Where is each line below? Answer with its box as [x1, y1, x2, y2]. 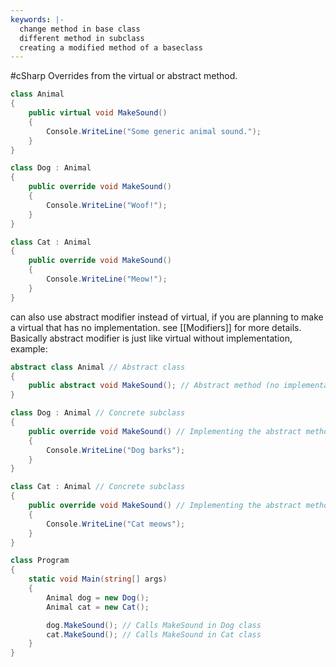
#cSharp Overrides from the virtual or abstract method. [10, 70, 238, 82]
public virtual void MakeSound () [28, 108, 168, 118]
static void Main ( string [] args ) [28, 574, 168, 585]
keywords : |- [10, 14, 65, 25]
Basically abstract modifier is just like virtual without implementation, [10, 332, 293, 344]
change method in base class [19, 24, 141, 34]
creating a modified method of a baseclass [19, 42, 203, 53]
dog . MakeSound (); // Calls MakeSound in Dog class [46, 620, 262, 630]
